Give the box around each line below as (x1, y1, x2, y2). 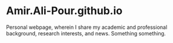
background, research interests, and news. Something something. (6, 29, 166, 37)
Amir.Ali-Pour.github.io (6, 4, 122, 18)
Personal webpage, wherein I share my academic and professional (6, 24, 168, 31)
